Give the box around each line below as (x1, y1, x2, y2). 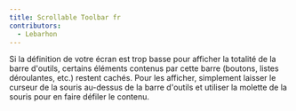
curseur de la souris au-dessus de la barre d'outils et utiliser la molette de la (9, 82, 287, 93)
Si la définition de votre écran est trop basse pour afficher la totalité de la (9, 54, 276, 65)
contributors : (9, 21, 62, 30)
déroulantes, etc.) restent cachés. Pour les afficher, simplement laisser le (9, 73, 276, 83)
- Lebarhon (17, 29, 58, 38)
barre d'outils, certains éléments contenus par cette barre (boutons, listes (9, 63, 279, 74)
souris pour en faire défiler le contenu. (9, 91, 149, 102)
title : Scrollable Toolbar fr (9, 12, 122, 22)
